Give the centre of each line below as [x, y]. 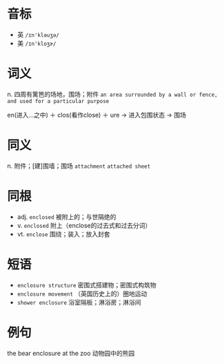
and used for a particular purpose [58, 101]
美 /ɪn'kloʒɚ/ [37, 43]
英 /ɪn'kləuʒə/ [38, 35]
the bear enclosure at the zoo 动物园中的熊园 [71, 353]
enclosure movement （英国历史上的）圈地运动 [82, 294]
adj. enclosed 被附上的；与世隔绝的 [67, 217]
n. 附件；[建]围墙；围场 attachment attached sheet [79, 166]
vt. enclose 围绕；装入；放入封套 [63, 234]
